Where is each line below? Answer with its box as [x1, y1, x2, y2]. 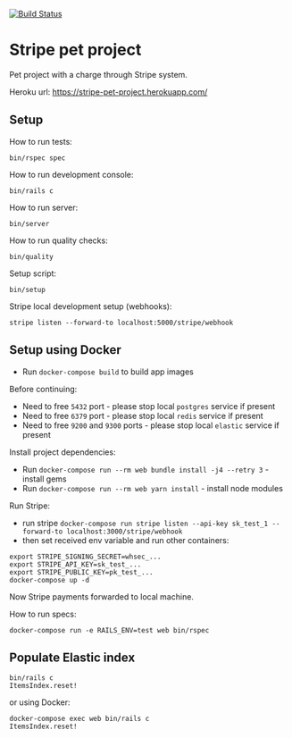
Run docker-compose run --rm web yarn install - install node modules [21, 482, 284, 493]
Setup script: [9, 268, 56, 279]
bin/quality [9, 252, 54, 261]
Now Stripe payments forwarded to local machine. [9, 591, 195, 602]
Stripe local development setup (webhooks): [9, 300, 172, 312]
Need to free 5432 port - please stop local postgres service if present [21, 400, 276, 411]
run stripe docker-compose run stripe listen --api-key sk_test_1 [21, 517, 269, 528]
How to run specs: [9, 608, 78, 619]
